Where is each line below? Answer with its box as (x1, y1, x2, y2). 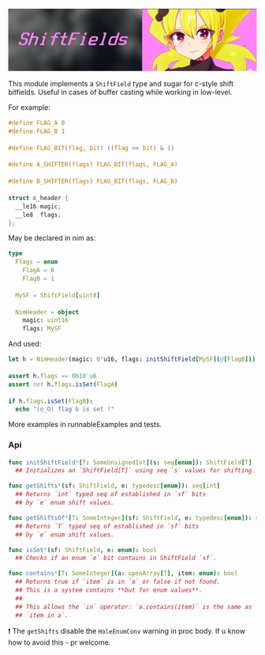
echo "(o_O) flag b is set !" (15, 405, 114, 414)
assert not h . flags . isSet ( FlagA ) (8, 381, 118, 388)
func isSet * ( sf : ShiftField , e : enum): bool (8, 546, 157, 554)
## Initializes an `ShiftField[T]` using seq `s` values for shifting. (15, 467, 256, 475)
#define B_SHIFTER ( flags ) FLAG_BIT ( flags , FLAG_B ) (8, 177, 178, 186)
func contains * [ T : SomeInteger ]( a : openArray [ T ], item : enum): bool (8, 570, 238, 577)
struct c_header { (8, 194, 69, 202)
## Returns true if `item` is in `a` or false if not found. (15, 578, 221, 586)
